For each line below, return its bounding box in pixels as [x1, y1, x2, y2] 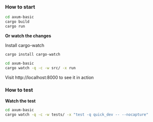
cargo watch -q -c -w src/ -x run [5, 65, 76, 70]
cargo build [5, 19, 30, 24]
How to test [5, 86, 33, 93]
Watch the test [5, 98, 36, 104]
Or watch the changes [5, 33, 52, 39]
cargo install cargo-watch [5, 52, 61, 57]
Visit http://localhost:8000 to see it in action [5, 74, 94, 80]
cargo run [5, 24, 26, 29]
